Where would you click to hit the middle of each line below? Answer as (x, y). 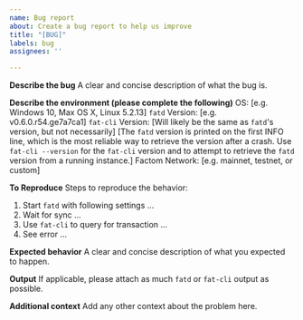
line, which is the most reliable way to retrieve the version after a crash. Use (151, 141)
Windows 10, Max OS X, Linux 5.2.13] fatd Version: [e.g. (113, 112)
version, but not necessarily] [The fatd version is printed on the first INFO (147, 131)
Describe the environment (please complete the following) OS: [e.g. (139, 103)
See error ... (45, 234)
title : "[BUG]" (38, 34)
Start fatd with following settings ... (88, 206)
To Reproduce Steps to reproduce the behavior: (99, 188)
